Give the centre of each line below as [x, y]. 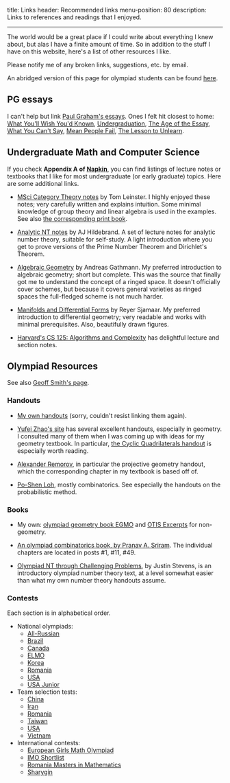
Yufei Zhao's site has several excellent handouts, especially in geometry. [119, 429]
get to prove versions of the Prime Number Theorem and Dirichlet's [112, 246]
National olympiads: [45, 627]
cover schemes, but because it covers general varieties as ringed [109, 289]
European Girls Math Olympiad [71, 750]
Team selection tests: [47, 692]
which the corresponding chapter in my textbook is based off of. [107, 471]
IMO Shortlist [46, 758]
